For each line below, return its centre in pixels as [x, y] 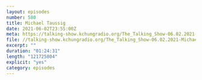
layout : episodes [28, 12]
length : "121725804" [32, 57]
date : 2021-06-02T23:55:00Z [41, 29]
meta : [13, 34]
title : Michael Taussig [36, 23]
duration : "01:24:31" [33, 51]
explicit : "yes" [26, 62]
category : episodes [31, 68]
